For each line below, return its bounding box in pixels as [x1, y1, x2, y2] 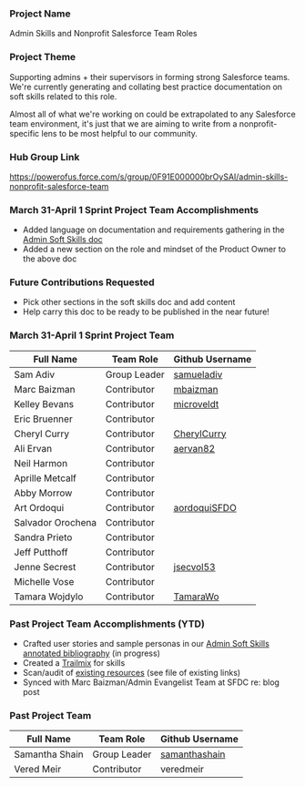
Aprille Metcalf [14, 472, 77, 485]
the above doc [22, 253, 77, 264]
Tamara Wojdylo [14, 590, 84, 603]
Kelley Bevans [14, 397, 75, 410]
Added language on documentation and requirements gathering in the [22, 224, 285, 235]
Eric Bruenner [14, 413, 73, 425]
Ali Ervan [14, 442, 53, 455]
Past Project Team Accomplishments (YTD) [9, 618, 205, 630]
